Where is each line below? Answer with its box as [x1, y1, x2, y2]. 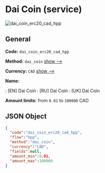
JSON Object [5, 112, 47, 121]
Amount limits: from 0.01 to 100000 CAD [5, 97, 89, 103]
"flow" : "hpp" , [10, 135, 39, 140]
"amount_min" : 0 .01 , [10, 153, 51, 159]
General [5, 35, 31, 44]
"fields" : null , [10, 149, 42, 154]
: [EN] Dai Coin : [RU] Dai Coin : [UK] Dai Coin [5, 88, 100, 94]
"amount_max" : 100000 [10, 158, 53, 163]
